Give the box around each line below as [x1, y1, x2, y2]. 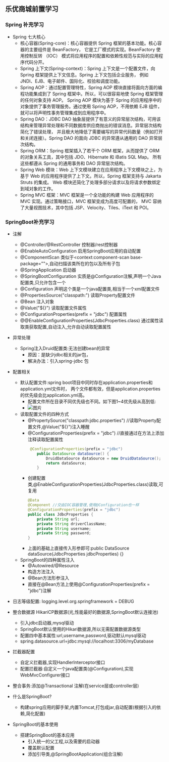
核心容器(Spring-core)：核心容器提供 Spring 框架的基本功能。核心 [20, 40, 158, 46]
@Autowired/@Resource [27, 563, 79, 569]
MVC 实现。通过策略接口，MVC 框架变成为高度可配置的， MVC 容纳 [20, 198, 162, 204]
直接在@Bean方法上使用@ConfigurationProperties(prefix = [27, 581, 150, 587]
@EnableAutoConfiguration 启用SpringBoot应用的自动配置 [20, 247, 141, 254]
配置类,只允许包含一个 [20, 279, 66, 285]
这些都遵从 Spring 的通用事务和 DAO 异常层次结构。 [20, 160, 128, 166]
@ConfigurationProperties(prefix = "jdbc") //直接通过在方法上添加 [27, 430, 164, 436]
